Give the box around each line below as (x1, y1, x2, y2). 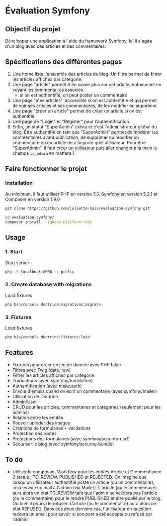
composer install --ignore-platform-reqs (5, 219, 92, 225)
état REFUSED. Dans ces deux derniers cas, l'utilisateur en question (12, 506, 151, 512)
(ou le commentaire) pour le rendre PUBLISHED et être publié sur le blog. (12, 495, 162, 501)
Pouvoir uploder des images (12, 420, 71, 425)
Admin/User (12, 399, 37, 405)
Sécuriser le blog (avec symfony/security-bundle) (12, 441, 114, 447)
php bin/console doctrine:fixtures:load (5, 335, 90, 340)
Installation (5, 180, 33, 187)
